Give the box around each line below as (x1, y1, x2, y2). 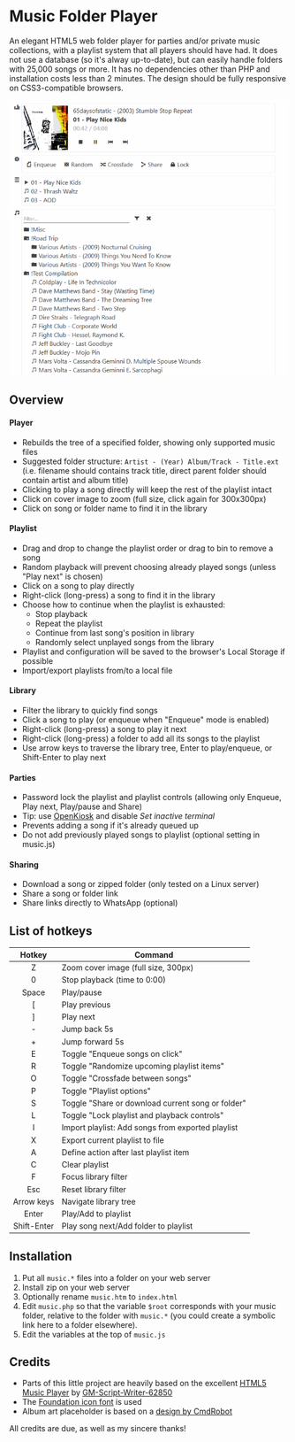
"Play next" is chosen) (21, 571, 103, 582)
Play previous (61, 999, 111, 1010)
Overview (9, 392, 64, 408)
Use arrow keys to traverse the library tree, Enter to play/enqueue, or (21, 743, 273, 753)
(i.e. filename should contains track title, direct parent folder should (21, 465, 267, 475)
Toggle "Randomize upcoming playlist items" (61, 1060, 225, 1071)
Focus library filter (61, 1171, 128, 1183)
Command (133, 949, 174, 960)
